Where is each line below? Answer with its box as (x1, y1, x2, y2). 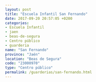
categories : (5, 20, 29, 26)
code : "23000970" (5, 61, 40, 66)
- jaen (5, 29, 18, 34)
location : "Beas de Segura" (5, 56, 62, 61)
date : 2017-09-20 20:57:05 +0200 (5, 16, 73, 21)
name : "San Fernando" (5, 47, 49, 52)
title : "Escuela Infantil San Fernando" (5, 12, 88, 16)
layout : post (5, 7, 32, 12)
